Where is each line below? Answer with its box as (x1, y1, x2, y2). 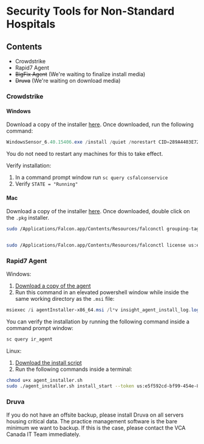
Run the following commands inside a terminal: (15, 365, 132, 373)
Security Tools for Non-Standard (6, 4, 175, 18)
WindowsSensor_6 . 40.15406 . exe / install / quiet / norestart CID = (6, 139, 170, 146)
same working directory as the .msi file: (15, 295, 115, 303)
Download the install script (15, 359, 82, 366)
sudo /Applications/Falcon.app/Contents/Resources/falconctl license (6, 242, 186, 248)
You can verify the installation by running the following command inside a (6, 318, 190, 325)
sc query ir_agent (6, 336, 53, 342)
